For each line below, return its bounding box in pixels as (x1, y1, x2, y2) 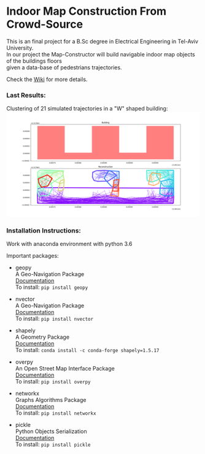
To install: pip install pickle (15, 441, 91, 448)
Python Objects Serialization (15, 428, 87, 435)
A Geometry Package (15, 333, 69, 341)
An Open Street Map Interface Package (15, 365, 115, 372)
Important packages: (6, 252, 60, 260)
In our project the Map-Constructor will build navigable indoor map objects (6, 50, 195, 58)
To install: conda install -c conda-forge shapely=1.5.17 (15, 347, 160, 354)
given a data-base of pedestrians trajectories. (6, 63, 122, 71)
